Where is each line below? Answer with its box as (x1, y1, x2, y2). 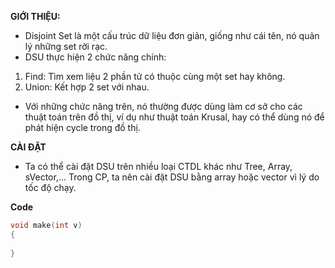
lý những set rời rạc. (24, 41, 108, 52)
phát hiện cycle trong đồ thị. (24, 122, 141, 133)
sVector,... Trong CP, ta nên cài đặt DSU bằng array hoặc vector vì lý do (24, 171, 320, 183)
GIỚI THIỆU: (10, 11, 61, 22)
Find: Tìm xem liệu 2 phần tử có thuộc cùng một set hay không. (24, 71, 286, 82)
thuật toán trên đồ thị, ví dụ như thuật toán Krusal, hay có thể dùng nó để (24, 111, 325, 123)
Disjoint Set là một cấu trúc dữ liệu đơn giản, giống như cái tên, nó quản (24, 30, 320, 41)
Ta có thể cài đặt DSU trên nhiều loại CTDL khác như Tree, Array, (24, 161, 293, 172)
